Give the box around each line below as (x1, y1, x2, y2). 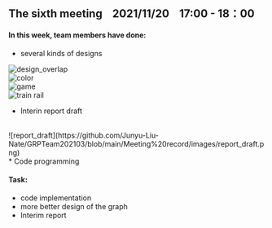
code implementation (20, 193, 92, 203)
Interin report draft (20, 106, 83, 116)
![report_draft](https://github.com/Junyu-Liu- (8, 130, 159, 140)
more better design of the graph (20, 201, 129, 211)
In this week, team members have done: (8, 30, 147, 40)
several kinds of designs (20, 48, 103, 58)
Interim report (20, 210, 67, 220)
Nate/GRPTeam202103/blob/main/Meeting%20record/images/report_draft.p (8, 138, 265, 148)
